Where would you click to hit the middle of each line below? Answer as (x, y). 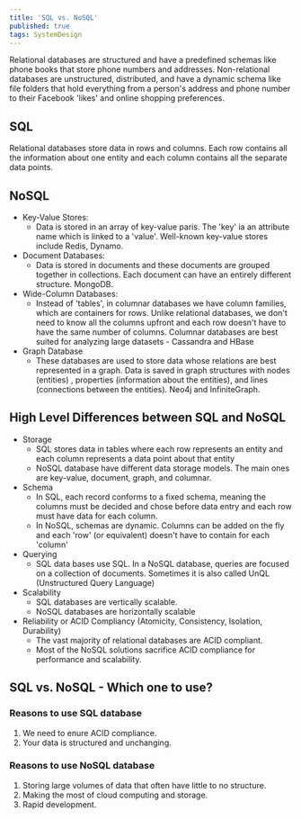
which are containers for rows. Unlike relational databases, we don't (161, 313)
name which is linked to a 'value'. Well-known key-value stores (151, 236)
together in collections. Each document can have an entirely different (164, 274)
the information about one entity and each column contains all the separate (148, 157)
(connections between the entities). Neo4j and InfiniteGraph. (148, 389)
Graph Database (53, 351)
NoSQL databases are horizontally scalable (115, 611)
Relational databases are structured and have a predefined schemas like (143, 60)
